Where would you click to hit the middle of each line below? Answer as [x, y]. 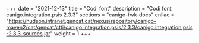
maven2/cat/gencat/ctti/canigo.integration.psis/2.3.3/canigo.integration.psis [99, 27]
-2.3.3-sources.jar [28, 34]
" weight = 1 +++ [70, 34]
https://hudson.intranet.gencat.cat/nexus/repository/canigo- [82, 21]
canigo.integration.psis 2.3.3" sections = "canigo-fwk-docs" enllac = [90, 15]
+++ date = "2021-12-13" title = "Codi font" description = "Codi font [89, 9]
